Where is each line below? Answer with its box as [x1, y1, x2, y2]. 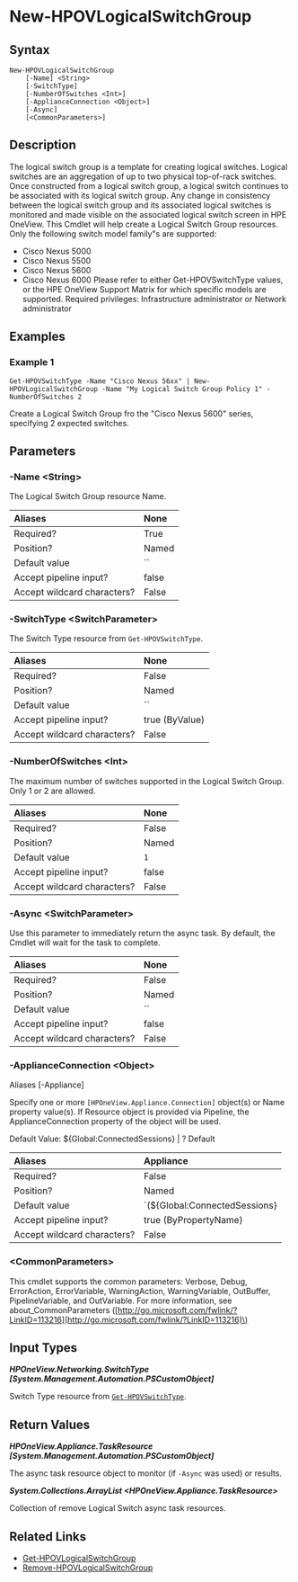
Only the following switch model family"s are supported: [9, 228, 217, 239]
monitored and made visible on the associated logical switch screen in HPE [9, 209, 287, 219]
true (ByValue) [143, 713, 205, 726]
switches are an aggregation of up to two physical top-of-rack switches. [9, 171, 276, 182]
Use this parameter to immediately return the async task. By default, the [9, 928, 276, 939]
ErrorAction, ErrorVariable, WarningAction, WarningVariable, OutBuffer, [9, 1285, 271, 1296]
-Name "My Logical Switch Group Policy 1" [101, 384, 263, 393]
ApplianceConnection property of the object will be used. [9, 1116, 222, 1127]
